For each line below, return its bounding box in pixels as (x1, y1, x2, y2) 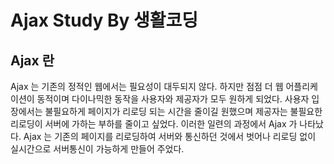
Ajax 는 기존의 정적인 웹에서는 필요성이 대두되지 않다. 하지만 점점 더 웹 (10, 81, 284, 92)
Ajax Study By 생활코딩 (10, 9, 199, 32)
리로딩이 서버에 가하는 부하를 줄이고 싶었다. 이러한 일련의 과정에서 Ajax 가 (10, 118, 298, 130)
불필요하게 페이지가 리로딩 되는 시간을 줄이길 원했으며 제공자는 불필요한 (44, 106, 323, 117)
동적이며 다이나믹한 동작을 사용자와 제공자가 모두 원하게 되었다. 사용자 (36, 93, 310, 105)
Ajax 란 (10, 52, 55, 69)
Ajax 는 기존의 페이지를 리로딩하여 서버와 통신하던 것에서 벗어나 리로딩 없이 (23, 131, 317, 142)
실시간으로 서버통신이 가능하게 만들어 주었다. (10, 143, 185, 155)
